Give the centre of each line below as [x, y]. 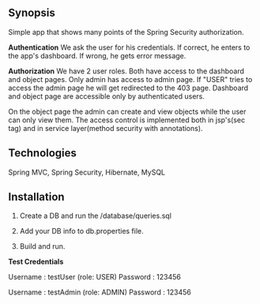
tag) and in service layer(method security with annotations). [106, 128]
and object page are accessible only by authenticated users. [107, 96]
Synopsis [32, 13]
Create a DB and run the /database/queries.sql [96, 216]
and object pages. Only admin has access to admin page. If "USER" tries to [130, 79]
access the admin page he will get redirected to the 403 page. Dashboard [128, 88]
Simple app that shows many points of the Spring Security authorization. [126, 32]
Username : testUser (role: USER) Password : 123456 [95, 277]
